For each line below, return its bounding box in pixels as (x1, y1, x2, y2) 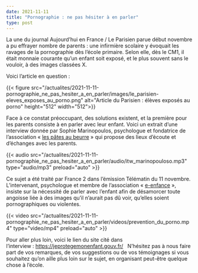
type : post (6, 20, 33, 26)
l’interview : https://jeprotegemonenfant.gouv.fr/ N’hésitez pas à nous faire (6, 243, 191, 250)
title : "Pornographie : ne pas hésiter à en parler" (6, 14, 139, 20)
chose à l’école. (6, 262, 44, 269)
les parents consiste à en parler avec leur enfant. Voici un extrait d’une (6, 121, 178, 128)
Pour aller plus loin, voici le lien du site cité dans (6, 236, 123, 243)
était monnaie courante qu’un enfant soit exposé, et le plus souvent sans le (6, 55, 189, 62)
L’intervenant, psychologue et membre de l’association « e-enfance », (6, 182, 176, 189)
